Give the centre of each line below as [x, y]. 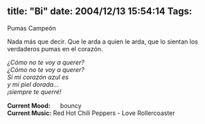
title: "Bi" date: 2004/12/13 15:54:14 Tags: [100, 11]
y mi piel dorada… [33, 84]
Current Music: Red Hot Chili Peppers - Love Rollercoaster [91, 113]
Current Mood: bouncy [44, 105]
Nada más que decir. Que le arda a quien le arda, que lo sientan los [103, 42]
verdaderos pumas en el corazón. [55, 48]
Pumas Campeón [32, 28]
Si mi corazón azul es [38, 77]
